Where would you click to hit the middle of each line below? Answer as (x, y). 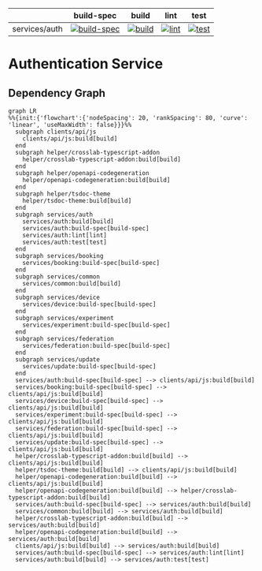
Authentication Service (86, 64)
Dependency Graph (57, 93)
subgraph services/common (58, 277)
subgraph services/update (58, 360)
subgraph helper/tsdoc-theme (63, 194)
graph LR (22, 111)
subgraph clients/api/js (56, 132)
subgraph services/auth (54, 215)
